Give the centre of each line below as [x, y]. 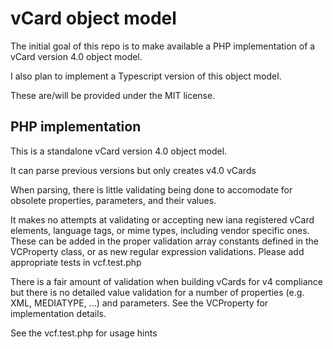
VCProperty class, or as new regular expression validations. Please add [157, 251]
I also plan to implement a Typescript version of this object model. [146, 76]
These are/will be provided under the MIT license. [113, 95]
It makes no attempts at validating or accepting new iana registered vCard [162, 219]
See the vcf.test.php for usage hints [84, 333]
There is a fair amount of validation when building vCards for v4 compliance [167, 281]
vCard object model [93, 18]
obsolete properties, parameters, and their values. [113, 200]
